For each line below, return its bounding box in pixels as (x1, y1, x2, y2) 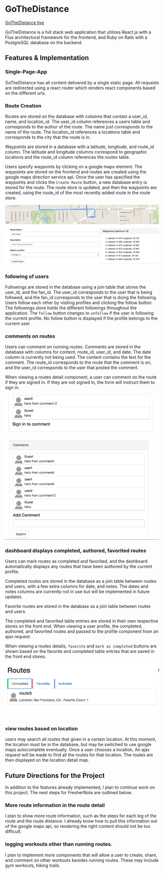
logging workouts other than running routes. (5, 841, 113, 848)
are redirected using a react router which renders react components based (5, 85, 156, 91)
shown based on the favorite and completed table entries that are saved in (5, 649, 155, 654)
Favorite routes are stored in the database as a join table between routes (5, 603, 151, 609)
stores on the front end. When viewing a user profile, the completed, (5, 624, 143, 629)
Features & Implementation (5, 54, 89, 62)
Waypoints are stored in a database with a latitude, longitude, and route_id (5, 144, 154, 150)
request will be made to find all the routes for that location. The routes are (5, 752, 153, 758)
